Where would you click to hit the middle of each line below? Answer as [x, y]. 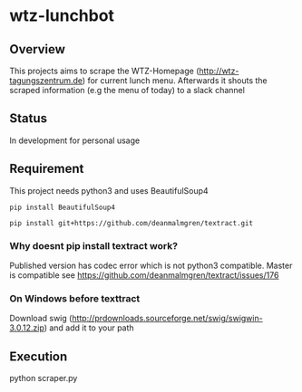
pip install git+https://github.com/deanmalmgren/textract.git [132, 223]
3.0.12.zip [27, 328]
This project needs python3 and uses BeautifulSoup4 [109, 190]
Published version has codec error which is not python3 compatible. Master [151, 265]
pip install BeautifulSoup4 [63, 207]
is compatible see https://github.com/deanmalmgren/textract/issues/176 [144, 275]
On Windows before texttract [75, 298]
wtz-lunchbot [62, 16]
